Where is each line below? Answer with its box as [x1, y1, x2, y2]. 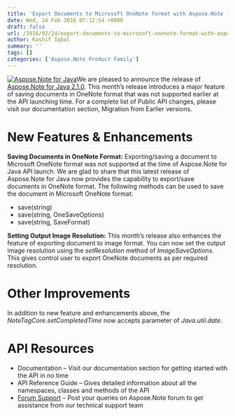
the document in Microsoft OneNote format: [7, 189, 134, 198]
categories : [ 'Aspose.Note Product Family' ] [7, 56, 139, 63]
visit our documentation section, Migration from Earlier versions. [7, 104, 192, 113]
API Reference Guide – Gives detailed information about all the [17, 378, 197, 387]
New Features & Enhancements [7, 129, 193, 145]
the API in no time [17, 371, 69, 380]
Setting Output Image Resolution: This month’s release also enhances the [7, 231, 222, 240]
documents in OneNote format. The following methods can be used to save [7, 182, 224, 190]
